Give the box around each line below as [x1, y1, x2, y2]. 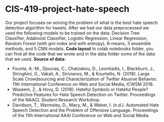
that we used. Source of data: [5, 56, 66, 62]
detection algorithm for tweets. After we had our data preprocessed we [5, 24, 149, 30]
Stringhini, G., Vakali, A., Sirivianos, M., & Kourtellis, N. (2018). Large [12, 71, 150, 76]
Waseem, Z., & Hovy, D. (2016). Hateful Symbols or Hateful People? [12, 86, 148, 92]
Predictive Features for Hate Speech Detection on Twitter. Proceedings [12, 92, 156, 98]
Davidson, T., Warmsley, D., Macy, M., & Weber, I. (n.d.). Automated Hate [12, 102, 160, 108]
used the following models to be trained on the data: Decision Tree [5, 30, 140, 36]
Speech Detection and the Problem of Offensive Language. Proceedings [12, 107, 159, 113]
